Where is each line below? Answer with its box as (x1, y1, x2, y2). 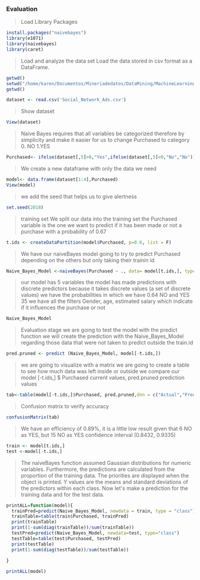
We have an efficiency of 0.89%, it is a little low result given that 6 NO (20, 425, 192, 432)
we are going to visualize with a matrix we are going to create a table (20, 361, 190, 368)
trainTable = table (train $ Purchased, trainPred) (11, 513, 129, 520)
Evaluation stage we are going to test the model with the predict (20, 327, 177, 334)
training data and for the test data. (20, 491, 105, 498)
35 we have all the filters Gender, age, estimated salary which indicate (20, 297, 193, 305)
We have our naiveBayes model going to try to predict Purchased (20, 250, 180, 258)
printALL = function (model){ (6, 503, 73, 508)
